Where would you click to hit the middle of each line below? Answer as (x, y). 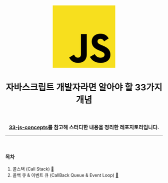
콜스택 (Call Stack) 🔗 (33, 169)
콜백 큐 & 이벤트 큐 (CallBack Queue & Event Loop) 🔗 (65, 175)
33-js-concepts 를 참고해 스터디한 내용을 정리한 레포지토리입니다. (84, 128)
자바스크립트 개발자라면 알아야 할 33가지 (84, 88)
